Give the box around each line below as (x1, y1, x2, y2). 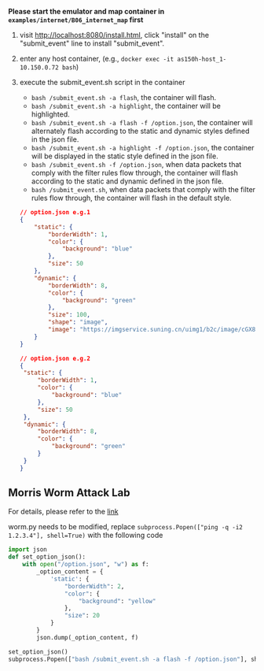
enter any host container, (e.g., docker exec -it (19, 54, 174, 63)
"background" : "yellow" (78, 597, 156, 605)
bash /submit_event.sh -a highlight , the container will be (31, 102, 222, 110)
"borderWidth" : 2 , (64, 582, 125, 590)
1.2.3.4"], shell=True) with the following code (8, 531, 163, 540)
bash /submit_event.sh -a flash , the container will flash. (31, 93, 217, 102)
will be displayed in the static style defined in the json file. (31, 151, 218, 161)
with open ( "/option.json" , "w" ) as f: (22, 561, 149, 569)
